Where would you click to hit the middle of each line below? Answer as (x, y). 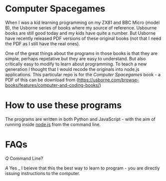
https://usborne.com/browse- (108, 80)
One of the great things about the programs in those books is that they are (82, 53)
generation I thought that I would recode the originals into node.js (72, 69)
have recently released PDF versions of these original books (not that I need (83, 38)
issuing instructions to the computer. (43, 173)
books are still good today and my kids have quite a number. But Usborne (81, 33)
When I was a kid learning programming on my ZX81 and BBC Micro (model (83, 22)
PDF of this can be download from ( (42, 80)
